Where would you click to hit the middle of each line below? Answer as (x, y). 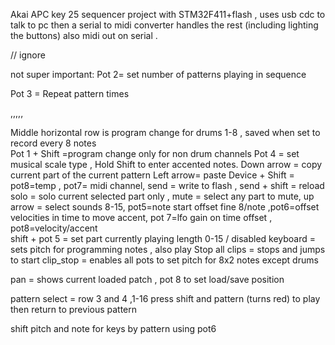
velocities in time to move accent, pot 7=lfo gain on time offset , (141, 217)
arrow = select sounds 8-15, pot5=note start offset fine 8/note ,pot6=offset (165, 207)
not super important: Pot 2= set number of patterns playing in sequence (158, 74)
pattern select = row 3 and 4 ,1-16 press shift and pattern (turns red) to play (165, 298)
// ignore (28, 55)
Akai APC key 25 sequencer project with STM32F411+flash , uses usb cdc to (168, 14)
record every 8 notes (53, 143)
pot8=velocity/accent (54, 228)
